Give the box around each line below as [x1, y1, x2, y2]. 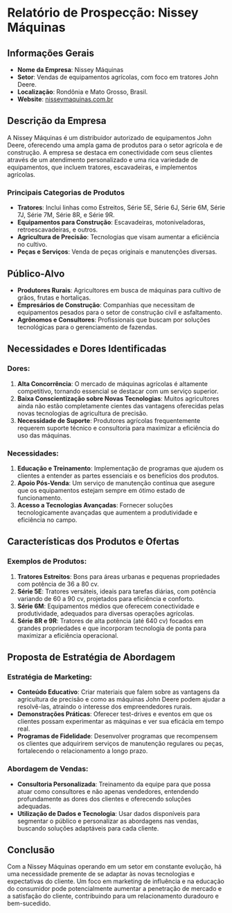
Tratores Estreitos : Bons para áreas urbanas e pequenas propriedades [17, 572, 220, 580]
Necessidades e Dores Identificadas [7, 343, 167, 355]
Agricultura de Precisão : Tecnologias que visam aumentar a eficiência [17, 233, 220, 241]
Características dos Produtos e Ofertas [7, 536, 180, 548]
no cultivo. [17, 241, 48, 249]
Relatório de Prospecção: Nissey [7, 5, 199, 21]
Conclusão [7, 844, 55, 855]
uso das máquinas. [17, 431, 71, 440]
